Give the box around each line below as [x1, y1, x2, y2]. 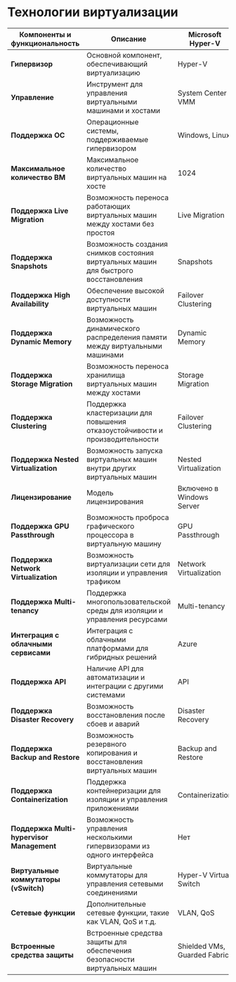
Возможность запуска [86, 446, 163, 456]
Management [11, 841, 57, 851]
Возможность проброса [86, 512, 170, 522]
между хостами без [86, 219, 155, 228]
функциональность [11, 38, 80, 48]
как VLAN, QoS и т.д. [86, 917, 157, 926]
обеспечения [86, 945, 132, 955]
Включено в [177, 483, 219, 493]
